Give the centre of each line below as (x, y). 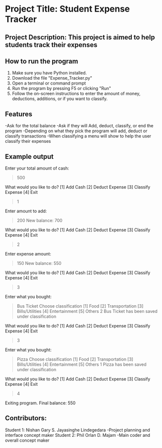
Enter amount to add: (26, 211)
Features (19, 114)
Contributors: (26, 418)
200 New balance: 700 (40, 221)
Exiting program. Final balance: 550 (40, 403)
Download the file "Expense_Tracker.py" (52, 78)
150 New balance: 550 (39, 263)
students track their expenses (51, 45)
